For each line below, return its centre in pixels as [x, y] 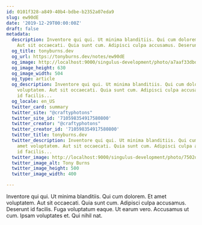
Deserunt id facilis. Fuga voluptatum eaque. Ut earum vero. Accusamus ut [98, 209]
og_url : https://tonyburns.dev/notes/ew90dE [68, 57]
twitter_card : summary [40, 107]
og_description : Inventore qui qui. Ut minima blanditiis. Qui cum [98, 85]
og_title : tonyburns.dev [43, 51]
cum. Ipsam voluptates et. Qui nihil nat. [54, 215]
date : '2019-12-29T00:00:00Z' [44, 23]
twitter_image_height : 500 [45, 168]
